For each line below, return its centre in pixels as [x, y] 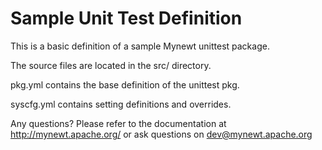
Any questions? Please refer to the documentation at [118, 123]
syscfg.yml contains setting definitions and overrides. [121, 104]
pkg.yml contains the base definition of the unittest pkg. [125, 84]
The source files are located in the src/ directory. [111, 65]
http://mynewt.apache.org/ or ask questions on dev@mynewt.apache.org [161, 134]
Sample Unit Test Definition [126, 18]
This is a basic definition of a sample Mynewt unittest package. [140, 46]
